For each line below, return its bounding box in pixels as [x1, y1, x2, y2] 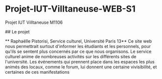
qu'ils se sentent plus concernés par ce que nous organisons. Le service [5, 48, 152, 54]
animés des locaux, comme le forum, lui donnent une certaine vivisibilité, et [5, 64, 157, 70]
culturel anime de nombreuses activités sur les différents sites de [5, 53, 137, 59]
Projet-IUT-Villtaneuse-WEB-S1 [5, 3, 136, 15]
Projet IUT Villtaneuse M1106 [5, 19, 63, 25]
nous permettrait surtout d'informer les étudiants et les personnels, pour [5, 43, 151, 49]
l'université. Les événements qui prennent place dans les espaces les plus [5, 59, 155, 64]
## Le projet [5, 29, 30, 34]
